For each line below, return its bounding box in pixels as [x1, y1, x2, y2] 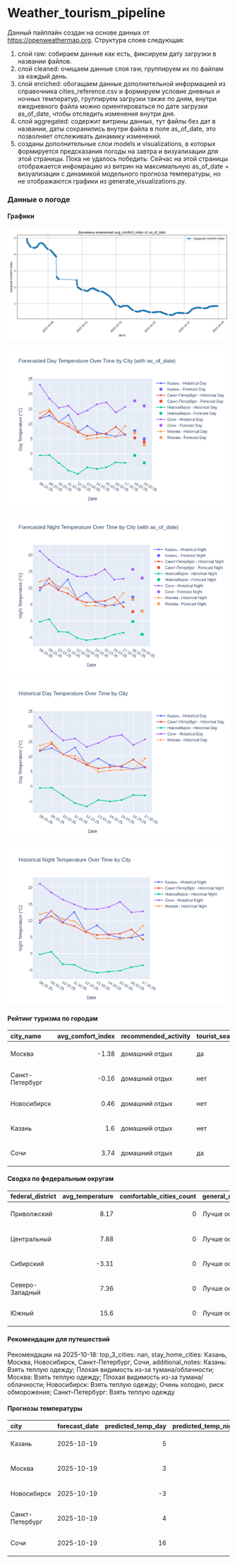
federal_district [10, 1192, 56, 1201]
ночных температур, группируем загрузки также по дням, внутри [17, 94, 217, 103]
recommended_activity [121, 1032, 191, 1040]
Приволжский [10, 1210, 53, 1218]
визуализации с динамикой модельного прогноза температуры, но [17, 169, 221, 178]
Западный [10, 1288, 41, 1297]
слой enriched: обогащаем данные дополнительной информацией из [17, 79, 226, 88]
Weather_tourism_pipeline [7, 5, 166, 21]
